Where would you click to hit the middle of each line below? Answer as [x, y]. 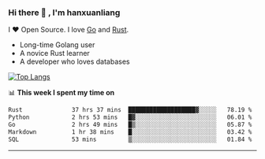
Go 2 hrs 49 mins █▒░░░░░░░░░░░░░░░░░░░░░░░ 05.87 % [130, 125]
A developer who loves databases [75, 61]
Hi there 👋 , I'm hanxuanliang [64, 13]
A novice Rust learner [55, 54]
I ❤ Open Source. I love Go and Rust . [69, 30]
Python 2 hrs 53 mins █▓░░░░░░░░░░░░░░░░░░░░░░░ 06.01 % [130, 117]
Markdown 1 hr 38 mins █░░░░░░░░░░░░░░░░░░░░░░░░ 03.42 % [130, 132]
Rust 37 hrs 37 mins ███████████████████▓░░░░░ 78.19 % [130, 110]
